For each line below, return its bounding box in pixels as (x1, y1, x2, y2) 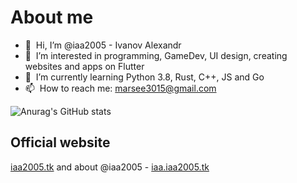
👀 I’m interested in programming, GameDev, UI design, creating (24, 49, 288, 61)
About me (10, 6, 94, 29)
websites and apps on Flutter (24, 60, 145, 72)
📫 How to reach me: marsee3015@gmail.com (24, 82, 217, 94)
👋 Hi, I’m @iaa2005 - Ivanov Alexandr (24, 39, 182, 51)
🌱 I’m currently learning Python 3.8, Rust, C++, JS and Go (24, 71, 265, 83)
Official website (10, 134, 111, 151)
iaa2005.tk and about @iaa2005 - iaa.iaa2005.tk (10, 161, 210, 173)
